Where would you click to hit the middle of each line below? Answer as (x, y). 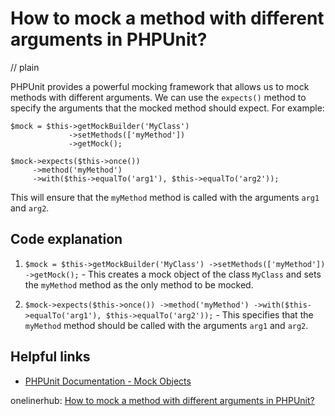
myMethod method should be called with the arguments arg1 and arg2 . (166, 325)
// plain (25, 67)
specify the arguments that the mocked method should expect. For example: (167, 108)
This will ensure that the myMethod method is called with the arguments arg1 (165, 197)
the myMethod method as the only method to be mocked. (139, 284)
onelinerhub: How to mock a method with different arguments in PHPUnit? (162, 400)
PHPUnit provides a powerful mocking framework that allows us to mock (160, 86)
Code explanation (66, 239)
